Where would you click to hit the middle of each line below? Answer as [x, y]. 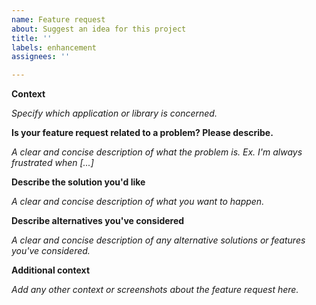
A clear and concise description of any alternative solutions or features [158, 240]
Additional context [51, 270]
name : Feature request [58, 19]
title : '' [32, 38]
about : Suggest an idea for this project [99, 29]
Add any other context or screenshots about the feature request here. [155, 290]
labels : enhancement [54, 47]
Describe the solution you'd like [78, 182]
